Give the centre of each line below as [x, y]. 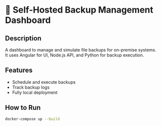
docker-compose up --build [32, 119]
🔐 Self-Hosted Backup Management [79, 10]
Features [19, 70]
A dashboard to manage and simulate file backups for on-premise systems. [81, 50]
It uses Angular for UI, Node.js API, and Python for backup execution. [74, 55]
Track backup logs [31, 87]
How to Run [23, 108]
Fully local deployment [35, 92]
